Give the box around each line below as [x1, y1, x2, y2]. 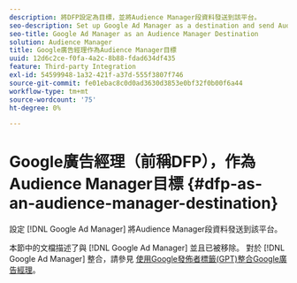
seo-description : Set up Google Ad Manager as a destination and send [9, 21, 275, 30]
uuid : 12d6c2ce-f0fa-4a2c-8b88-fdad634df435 [9, 54, 176, 63]
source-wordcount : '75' [9, 95, 97, 104]
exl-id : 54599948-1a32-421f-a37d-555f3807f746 [9, 71, 184, 80]
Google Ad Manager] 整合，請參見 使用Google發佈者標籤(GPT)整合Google [9, 254, 280, 264]
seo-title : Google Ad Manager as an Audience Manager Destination [9, 29, 259, 38]
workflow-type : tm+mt [9, 87, 89, 96]
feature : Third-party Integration [9, 63, 137, 72]
